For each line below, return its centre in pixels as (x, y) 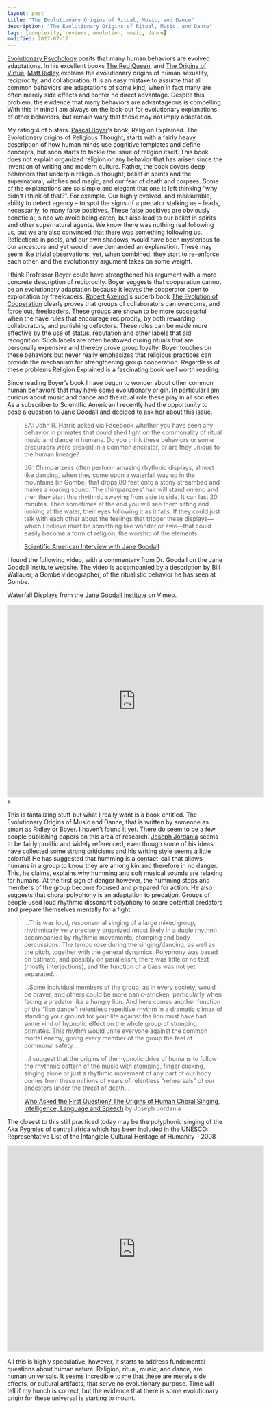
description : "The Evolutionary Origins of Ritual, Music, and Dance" (110, 26)
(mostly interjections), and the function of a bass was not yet (109, 967)
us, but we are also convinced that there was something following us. (105, 232)
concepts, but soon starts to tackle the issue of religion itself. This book (108, 152)
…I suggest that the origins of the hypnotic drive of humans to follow (120, 1059)
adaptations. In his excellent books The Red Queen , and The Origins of (107, 66)
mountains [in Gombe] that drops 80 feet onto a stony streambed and (122, 482)
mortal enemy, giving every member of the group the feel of (108, 1038)
